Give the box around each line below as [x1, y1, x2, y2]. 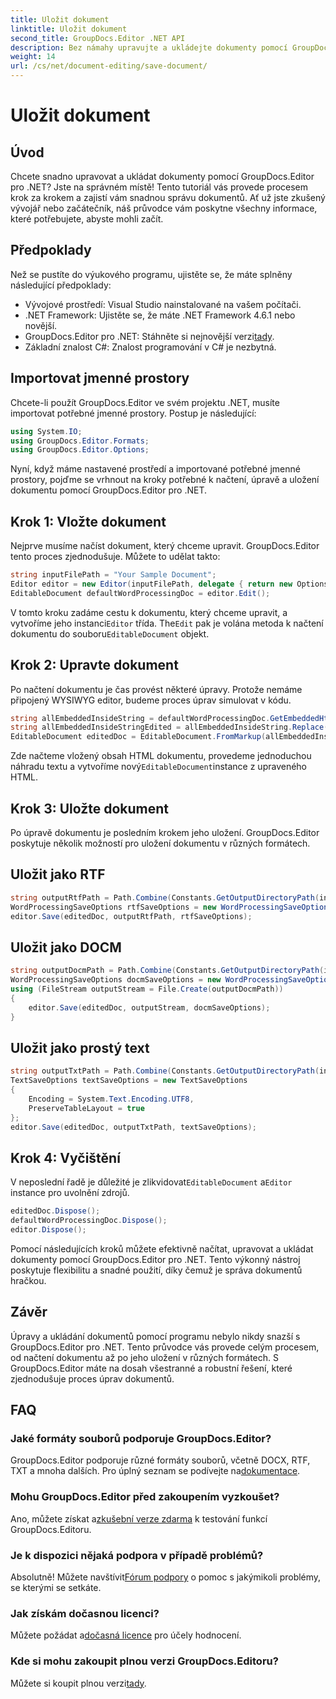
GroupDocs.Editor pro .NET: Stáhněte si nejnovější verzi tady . [24, 330, 275, 342]
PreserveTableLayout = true [28, 1103, 145, 1113]
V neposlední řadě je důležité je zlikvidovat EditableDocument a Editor [10, 1176, 293, 1188]
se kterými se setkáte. [10, 1581, 102, 1593]
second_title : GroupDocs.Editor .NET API [10, 33, 186, 43]
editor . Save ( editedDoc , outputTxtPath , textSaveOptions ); [10, 1122, 257, 1132]
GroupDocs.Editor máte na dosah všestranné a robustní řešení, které [10, 1362, 293, 1374]
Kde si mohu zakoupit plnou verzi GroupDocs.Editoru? [10, 1654, 279, 1668]
